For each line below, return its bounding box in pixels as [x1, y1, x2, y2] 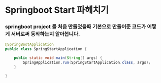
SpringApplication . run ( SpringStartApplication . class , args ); [23, 60, 151, 65]
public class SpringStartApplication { [5, 47, 87, 52]
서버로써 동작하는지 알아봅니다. [10, 30, 80, 37]
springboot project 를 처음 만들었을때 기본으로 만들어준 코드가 [5, 23, 146, 30]
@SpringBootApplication [5, 42, 54, 47]
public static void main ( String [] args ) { [14, 55, 102, 60]
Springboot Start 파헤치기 [5, 4, 109, 16]
